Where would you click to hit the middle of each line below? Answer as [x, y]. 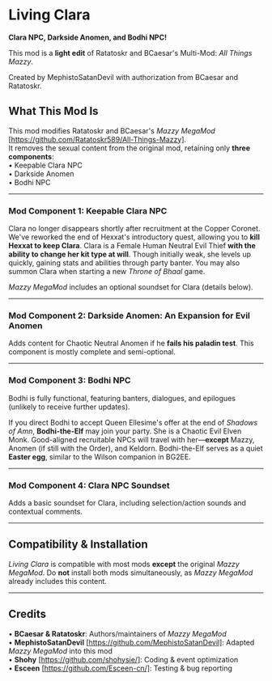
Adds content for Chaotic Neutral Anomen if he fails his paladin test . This [131, 343]
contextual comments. [46, 511]
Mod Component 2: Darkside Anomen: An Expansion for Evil [130, 315]
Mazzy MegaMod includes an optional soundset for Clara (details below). [131, 287]
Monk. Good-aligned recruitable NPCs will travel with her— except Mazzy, [132, 439]
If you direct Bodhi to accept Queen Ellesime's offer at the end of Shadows [133, 422]
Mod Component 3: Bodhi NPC [70, 380]
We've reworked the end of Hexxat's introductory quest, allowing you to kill [134, 237]
